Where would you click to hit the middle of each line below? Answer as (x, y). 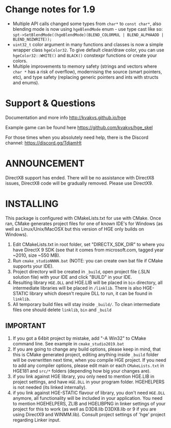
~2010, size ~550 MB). (36, 255)
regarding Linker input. (36, 420)
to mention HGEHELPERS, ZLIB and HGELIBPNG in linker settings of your (89, 403)
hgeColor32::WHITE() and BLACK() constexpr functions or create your (85, 55)
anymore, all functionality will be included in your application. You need (88, 398)
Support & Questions (51, 103)
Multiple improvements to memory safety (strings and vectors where (85, 66)
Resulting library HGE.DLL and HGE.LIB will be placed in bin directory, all (88, 282)
